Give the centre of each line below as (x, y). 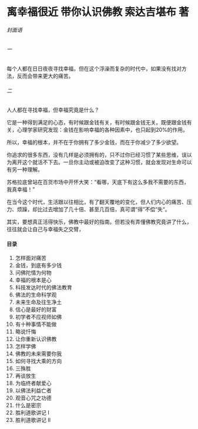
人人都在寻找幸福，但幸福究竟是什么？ (53, 110)
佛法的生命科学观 (36, 295)
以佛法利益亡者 (33, 391)
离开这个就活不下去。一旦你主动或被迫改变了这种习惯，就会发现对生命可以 (102, 162)
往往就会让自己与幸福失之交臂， (45, 229)
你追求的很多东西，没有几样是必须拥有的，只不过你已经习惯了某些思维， (94, 155)
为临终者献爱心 (33, 383)
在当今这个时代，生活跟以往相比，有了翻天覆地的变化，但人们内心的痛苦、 (97, 202)
